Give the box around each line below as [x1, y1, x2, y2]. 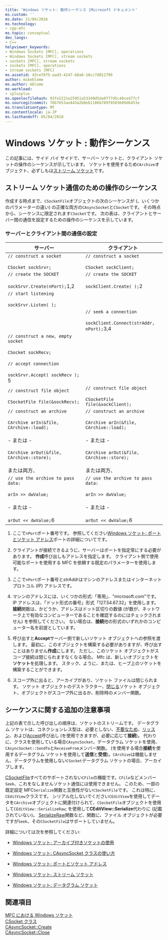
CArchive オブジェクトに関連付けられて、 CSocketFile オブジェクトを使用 [14, 799, 161, 805]
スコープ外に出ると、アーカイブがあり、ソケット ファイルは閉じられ [12, 677, 153, 683]
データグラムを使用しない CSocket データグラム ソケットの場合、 [13, 757, 145, 763]
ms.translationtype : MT [5, 105, 55, 110]
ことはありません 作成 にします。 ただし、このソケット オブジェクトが [12, 648, 155, 654]
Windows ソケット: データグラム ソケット [12, 882, 98, 888]
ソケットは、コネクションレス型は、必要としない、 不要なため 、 [10, 726, 142, 732]
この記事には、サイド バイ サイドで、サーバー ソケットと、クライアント [5, 155, 153, 161]
